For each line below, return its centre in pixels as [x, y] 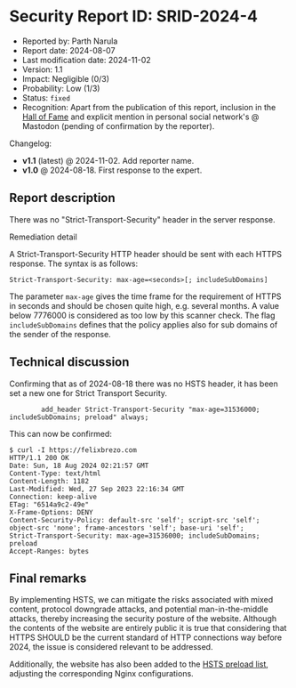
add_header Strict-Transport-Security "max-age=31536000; [151, 409]
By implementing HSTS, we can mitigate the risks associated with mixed [141, 600]
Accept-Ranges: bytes [49, 551]
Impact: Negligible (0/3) [65, 78]
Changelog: [30, 143]
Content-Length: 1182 [49, 481]
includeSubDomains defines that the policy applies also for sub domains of [144, 324]
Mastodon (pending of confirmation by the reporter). [118, 125]
